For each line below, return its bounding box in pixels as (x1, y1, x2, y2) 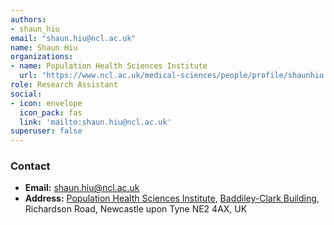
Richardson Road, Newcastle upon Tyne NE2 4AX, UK (24, 203, 248, 215)
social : (10, 89, 43, 99)
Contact (10, 159, 51, 173)
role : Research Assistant (10, 80, 118, 90)
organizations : (10, 52, 74, 62)
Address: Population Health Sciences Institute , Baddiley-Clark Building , (24, 192, 320, 205)
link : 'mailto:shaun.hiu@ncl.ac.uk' (19, 117, 172, 127)
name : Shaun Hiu (10, 42, 78, 53)
